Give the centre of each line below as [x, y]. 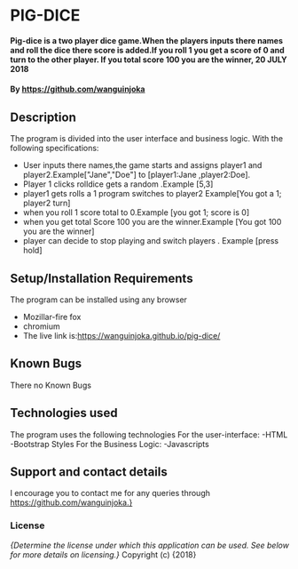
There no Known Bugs [51, 385]
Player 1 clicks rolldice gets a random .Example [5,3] [118, 184]
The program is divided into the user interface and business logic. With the [146, 139]
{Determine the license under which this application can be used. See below [149, 545]
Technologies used [64, 413]
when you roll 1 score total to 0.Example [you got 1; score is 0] [136, 212]
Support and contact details [89, 472]
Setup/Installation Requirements [102, 278]
